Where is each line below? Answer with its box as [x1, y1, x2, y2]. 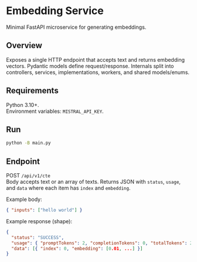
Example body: [6, 196, 42, 203]
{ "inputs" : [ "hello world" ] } [6, 207, 83, 213]
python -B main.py [6, 140, 51, 146]
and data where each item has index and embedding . [6, 184, 131, 192]
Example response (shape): [6, 217, 72, 224]
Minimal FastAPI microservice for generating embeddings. [6, 23, 147, 31]
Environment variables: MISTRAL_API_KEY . [6, 108, 104, 115]
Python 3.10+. [6, 101, 39, 108]
